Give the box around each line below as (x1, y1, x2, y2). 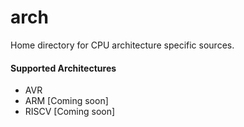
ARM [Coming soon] (24, 95, 109, 107)
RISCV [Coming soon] (24, 106, 116, 118)
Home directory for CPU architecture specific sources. (10, 39, 235, 51)
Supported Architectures (10, 62, 117, 74)
